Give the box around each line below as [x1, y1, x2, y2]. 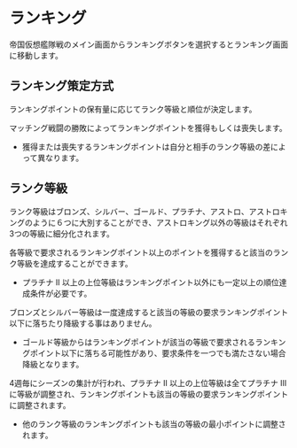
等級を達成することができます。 [16, 258, 133, 268]
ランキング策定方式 [9, 79, 114, 94]
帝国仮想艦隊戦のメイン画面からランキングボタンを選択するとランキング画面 [9, 39, 289, 50]
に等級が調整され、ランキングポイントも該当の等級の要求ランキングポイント [9, 389, 289, 399]
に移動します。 [9, 50, 64, 60]
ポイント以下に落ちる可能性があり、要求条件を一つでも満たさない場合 [29, 347, 286, 359]
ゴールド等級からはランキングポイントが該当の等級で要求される [21, 336, 255, 347]
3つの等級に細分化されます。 [9, 228, 115, 239]
